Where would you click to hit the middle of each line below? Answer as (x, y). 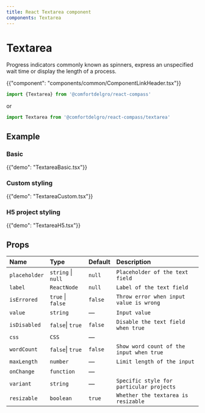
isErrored (23, 300)
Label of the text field (152, 288)
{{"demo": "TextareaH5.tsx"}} (44, 225)
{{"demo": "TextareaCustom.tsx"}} (50, 196)
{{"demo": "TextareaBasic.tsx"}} (47, 167)
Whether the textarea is (152, 396)
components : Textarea (34, 18)
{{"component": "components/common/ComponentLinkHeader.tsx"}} (94, 83)
